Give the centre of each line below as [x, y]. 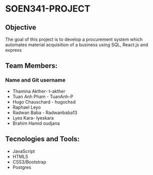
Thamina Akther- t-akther [39, 91]
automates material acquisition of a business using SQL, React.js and [77, 45]
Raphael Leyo [27, 107]
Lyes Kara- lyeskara [33, 118]
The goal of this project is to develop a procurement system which [74, 39]
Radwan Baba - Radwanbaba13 [45, 112]
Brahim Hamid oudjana [36, 123]
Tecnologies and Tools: [43, 139]
